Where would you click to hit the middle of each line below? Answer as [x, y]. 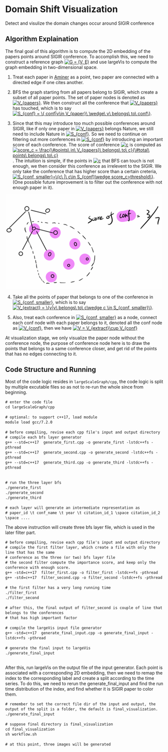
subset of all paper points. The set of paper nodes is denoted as [79, 97]
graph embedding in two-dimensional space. [51, 67]
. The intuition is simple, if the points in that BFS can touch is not [83, 161]
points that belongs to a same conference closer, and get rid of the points [81, 348]
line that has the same [30, 553]
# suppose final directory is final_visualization [59, 724]
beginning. [16, 392]
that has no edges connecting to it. [41, 354]
